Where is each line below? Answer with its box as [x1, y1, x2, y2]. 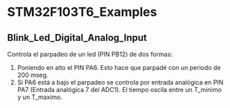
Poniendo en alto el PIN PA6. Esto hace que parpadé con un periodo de [17, 64, 221, 71]
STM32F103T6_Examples [7, 4, 157, 20]
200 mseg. [17, 71, 48, 79]
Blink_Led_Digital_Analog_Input [7, 32, 148, 44]
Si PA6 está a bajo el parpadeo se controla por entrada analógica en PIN [17, 78, 224, 87]
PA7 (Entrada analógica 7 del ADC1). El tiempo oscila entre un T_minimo [17, 86, 222, 93]
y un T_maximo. [17, 93, 63, 101]
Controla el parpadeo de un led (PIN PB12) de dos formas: [7, 50, 173, 58]
